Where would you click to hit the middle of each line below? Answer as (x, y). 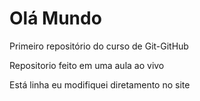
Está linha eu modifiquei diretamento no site (100, 84)
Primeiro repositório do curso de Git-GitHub (99, 46)
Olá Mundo (55, 18)
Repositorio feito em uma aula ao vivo (87, 65)
